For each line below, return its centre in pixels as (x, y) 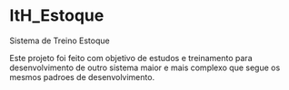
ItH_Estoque (57, 16)
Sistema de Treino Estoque (60, 40)
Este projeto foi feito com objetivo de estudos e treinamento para (131, 58)
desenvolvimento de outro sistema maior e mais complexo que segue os (145, 67)
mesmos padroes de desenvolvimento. (82, 76)
